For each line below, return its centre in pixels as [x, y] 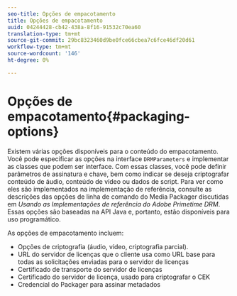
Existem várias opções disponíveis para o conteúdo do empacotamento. [113, 151]
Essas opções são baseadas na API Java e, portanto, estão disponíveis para [119, 212]
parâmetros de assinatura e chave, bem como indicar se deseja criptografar [118, 174]
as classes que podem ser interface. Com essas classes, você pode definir [117, 166]
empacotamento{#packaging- [99, 116]
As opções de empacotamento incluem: [66, 233]
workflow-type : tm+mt [39, 47]
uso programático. [34, 219]
